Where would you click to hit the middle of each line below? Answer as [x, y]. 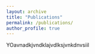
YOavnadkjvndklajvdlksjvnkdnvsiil [48, 45]
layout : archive [26, 12]
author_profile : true [33, 28]
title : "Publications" [34, 17]
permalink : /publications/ [40, 23]
